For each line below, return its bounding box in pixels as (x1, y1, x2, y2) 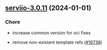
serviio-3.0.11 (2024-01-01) (5, 4, 92, 12)
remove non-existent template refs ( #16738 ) (12, 39, 103, 45)
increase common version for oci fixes (12, 29, 91, 36)
